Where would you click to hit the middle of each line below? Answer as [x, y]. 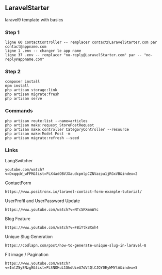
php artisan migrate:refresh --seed [42, 138]
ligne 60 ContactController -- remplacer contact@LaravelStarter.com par [81, 43]
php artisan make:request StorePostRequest [50, 125]
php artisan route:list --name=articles [47, 121]
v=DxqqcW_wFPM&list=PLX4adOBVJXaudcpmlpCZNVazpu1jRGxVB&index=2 [71, 174]
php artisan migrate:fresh [32, 94]
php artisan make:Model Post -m [38, 134]
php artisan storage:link [31, 90]
